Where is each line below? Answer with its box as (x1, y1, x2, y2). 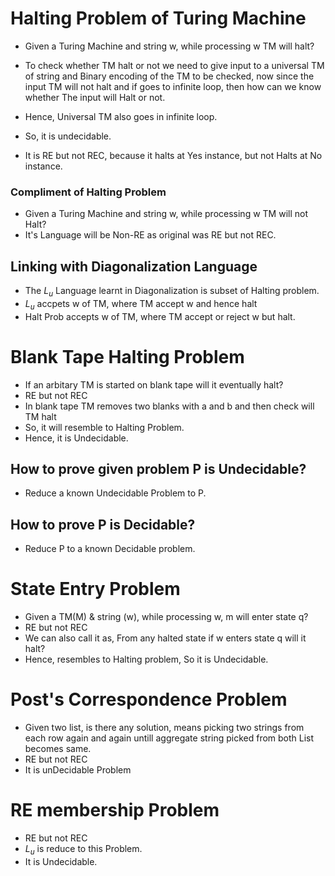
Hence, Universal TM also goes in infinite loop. (24, 110, 218, 122)
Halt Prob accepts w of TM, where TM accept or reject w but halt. (24, 310, 296, 322)
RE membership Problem (10, 799, 220, 822)
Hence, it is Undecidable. (24, 432, 129, 444)
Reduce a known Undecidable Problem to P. (24, 487, 207, 499)
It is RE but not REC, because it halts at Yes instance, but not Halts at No (24, 149, 323, 161)
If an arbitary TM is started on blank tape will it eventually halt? (24, 378, 284, 391)
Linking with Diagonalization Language (10, 258, 258, 275)
